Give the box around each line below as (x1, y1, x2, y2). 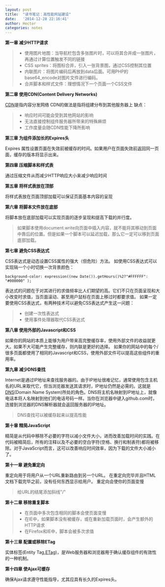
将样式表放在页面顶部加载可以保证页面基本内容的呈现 (5, 194, 113, 199)
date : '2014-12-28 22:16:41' (5, 16, 69, 21)
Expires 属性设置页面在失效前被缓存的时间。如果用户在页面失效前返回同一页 (5, 146, 159, 152)
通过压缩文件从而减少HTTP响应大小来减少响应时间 (5, 173, 107, 179)
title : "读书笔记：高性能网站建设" (5, 12, 71, 17)
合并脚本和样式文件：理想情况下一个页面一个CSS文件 (24, 81, 133, 87)
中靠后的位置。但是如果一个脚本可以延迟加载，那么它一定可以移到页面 (17, 231, 160, 237)
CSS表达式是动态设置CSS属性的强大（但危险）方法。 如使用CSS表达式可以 (5, 258, 157, 264)
